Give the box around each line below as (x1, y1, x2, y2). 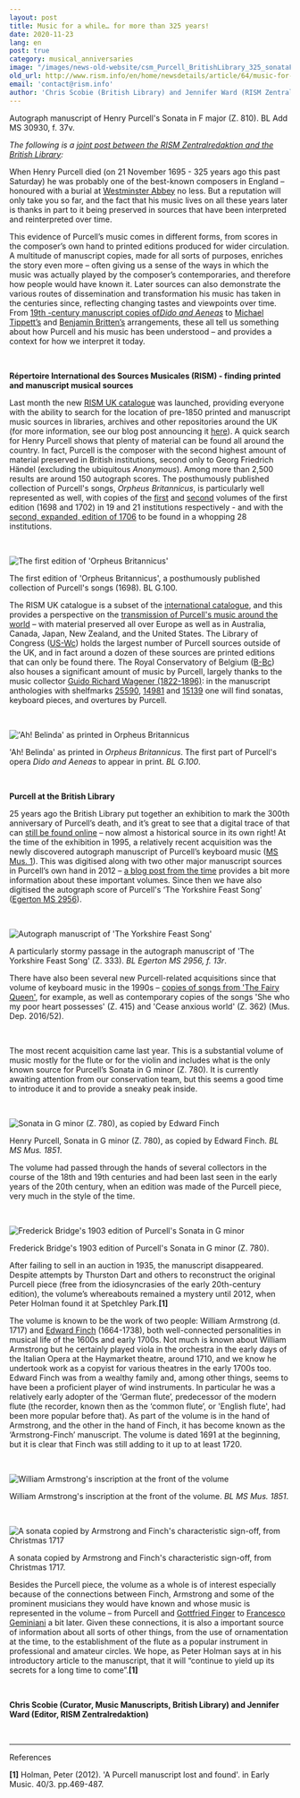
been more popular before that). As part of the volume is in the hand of (9, 1410, 271, 1421)
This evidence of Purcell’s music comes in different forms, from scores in (9, 231, 279, 242)
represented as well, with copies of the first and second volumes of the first (9, 492, 288, 503)
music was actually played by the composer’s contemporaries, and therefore (9, 269, 291, 280)
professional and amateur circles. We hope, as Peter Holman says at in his (9, 1645, 282, 1656)
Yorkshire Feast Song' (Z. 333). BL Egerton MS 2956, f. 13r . (9, 954, 228, 966)
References (9, 1751, 52, 1762)
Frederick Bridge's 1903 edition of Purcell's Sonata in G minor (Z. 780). (9, 1242, 270, 1253)
